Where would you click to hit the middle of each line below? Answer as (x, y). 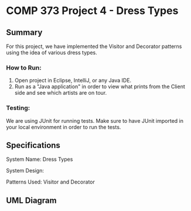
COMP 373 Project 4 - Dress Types (92, 11)
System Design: (25, 171)
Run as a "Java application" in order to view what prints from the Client (100, 87)
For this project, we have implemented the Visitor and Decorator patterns (94, 46)
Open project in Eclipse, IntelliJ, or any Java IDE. (73, 81)
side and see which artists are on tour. (61, 93)
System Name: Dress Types (40, 160)
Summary (24, 32)
